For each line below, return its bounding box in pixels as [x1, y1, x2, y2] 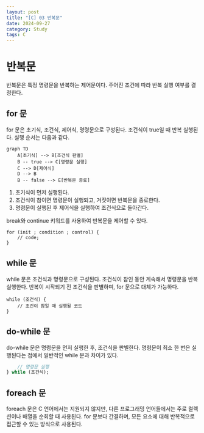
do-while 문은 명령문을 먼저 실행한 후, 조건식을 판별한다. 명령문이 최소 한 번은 [6, 344, 191, 351]
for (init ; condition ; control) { [6, 229, 99, 235]
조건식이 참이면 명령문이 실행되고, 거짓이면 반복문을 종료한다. [15, 196, 160, 204]
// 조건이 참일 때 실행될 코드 [17, 303, 83, 309]
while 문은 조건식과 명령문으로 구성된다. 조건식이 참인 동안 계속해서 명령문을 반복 [6, 275, 199, 283]
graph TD [6, 146, 29, 152]
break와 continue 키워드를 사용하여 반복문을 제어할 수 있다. [6, 216, 148, 224]
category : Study [6, 26, 47, 32]
